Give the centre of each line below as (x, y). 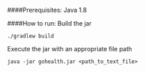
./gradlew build (31, 36)
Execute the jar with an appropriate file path (70, 49)
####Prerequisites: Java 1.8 (47, 10)
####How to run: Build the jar (50, 23)
